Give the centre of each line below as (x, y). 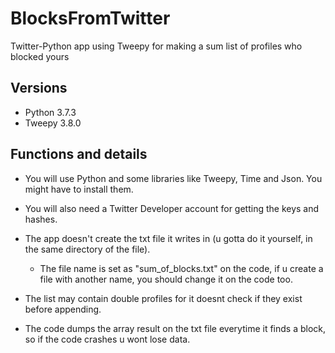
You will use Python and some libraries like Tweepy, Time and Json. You (173, 178)
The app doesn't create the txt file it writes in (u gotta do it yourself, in (168, 238)
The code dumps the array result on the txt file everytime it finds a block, (175, 328)
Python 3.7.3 (50, 112)
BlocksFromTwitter (90, 18)
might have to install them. (79, 189)
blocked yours (40, 56)
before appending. (63, 309)
